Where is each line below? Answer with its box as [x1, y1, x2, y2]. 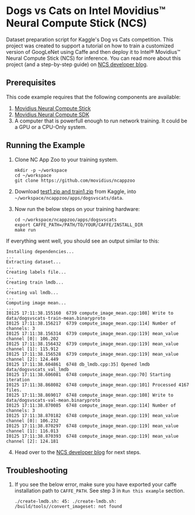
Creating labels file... [6, 269, 67, 275]
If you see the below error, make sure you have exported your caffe [14, 481, 177, 488]
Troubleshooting [6, 465, 68, 475]
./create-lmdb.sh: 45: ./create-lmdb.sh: [14, 499, 117, 504]
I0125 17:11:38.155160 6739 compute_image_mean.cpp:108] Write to [6, 310, 174, 316]
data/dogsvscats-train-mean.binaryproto [6, 315, 106, 321]
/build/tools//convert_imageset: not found [14, 504, 123, 510]
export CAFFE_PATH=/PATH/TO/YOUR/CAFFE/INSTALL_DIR [14, 221, 143, 228]
